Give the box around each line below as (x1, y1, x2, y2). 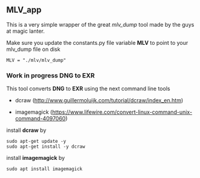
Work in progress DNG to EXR (6, 71, 95, 79)
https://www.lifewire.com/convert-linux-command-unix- (52, 108, 193, 116)
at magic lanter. (6, 27, 45, 35)
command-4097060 (15, 115, 66, 122)
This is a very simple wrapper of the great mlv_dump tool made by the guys (6, 21, 195, 28)
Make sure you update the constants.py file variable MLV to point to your (6, 39, 188, 46)
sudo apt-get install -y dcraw (6, 143, 85, 150)
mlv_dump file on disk (6, 45, 61, 53)
